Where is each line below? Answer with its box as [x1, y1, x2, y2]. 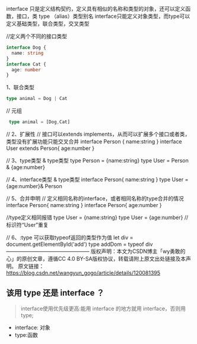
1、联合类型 [6, 84, 34, 91]
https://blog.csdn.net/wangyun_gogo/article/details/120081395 [6, 270, 161, 276]
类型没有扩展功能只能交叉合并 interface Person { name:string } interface [6, 138, 182, 145]
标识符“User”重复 [6, 221, 49, 228]
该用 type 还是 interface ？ [6, 288, 105, 298]
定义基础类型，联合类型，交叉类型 [6, 20, 90, 27]
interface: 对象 [14, 324, 50, 331]
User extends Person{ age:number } [6, 145, 95, 152]
